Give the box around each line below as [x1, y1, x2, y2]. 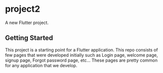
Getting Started [5, 34, 53, 42]
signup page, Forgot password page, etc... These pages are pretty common [5, 57, 158, 63]
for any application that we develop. [5, 62, 77, 68]
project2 [5, 3, 41, 15]
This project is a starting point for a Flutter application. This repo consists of [5, 47, 158, 52]
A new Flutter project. [5, 20, 49, 25]
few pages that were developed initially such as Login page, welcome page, [5, 52, 158, 58]
